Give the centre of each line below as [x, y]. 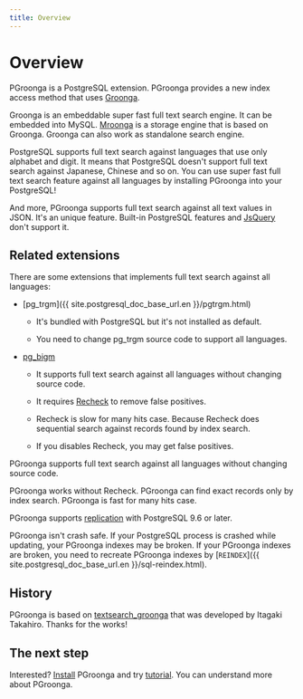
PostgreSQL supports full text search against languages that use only [138, 151]
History [31, 593]
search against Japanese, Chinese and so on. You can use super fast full [145, 171]
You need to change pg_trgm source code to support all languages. [161, 340]
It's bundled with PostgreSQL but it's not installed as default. [149, 321]
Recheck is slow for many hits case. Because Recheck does [147, 419]
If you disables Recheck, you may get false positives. [135, 446]
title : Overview [40, 18]
